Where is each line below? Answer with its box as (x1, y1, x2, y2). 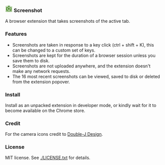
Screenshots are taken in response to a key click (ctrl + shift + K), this (12, 42, 154, 48)
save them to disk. (12, 57, 50, 63)
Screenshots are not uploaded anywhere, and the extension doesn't (12, 63, 151, 69)
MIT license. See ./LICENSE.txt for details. (5, 155, 90, 161)
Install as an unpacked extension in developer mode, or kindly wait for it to (5, 102, 157, 108)
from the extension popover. (12, 79, 70, 85)
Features (5, 31, 27, 38)
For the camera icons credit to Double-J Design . (5, 131, 103, 137)
